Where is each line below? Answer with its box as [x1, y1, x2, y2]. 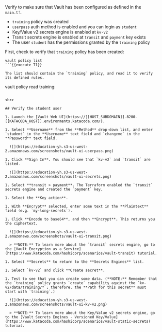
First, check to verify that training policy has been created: [5, 49, 124, 55]
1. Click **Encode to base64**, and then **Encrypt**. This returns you [5, 217, 155, 221]
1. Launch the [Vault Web [5, 114, 57, 119]
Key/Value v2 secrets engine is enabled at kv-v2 [12, 29, 108, 35]
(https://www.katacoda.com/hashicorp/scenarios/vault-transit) [5, 251, 136, 256]
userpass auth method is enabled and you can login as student [12, 24, 137, 30]
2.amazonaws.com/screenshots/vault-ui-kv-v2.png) [5, 302, 108, 307]
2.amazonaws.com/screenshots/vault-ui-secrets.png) [5, 174, 112, 179]
